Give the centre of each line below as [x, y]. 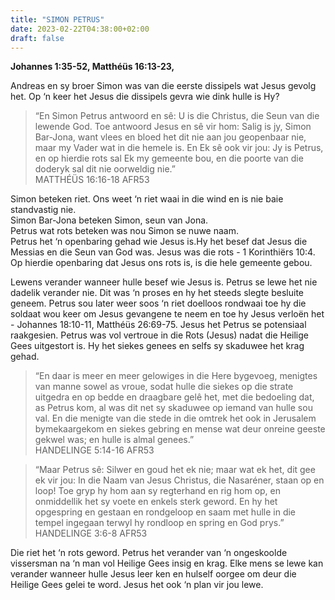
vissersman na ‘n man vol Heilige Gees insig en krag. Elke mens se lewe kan [167, 563]
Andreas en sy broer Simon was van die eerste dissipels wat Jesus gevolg [163, 86]
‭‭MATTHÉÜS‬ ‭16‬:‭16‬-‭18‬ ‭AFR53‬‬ [92, 180]
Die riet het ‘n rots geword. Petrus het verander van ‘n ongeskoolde [149, 553]
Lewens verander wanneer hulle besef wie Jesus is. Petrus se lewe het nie [164, 282]
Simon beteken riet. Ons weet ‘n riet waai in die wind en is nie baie [147, 199]
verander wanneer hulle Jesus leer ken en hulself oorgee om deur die [153, 574]
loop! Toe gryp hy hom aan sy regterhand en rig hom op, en [158, 491]
